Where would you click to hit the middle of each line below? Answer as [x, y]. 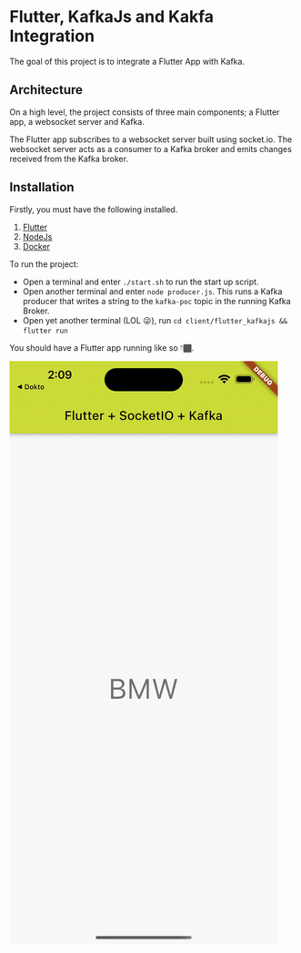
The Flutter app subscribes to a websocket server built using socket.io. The [151, 139]
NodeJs [37, 236]
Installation [42, 187]
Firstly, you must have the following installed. [94, 209]
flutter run [45, 331]
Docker [36, 246]
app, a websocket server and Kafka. [77, 121]
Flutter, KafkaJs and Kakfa [112, 17]
